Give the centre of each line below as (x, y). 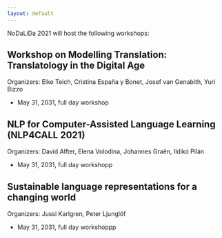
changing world (42, 197)
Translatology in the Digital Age (76, 66)
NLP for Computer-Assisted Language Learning (111, 124)
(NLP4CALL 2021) (46, 135)
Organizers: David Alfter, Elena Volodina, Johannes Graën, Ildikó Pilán (106, 151)
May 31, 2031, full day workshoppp (67, 227)
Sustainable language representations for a (102, 186)
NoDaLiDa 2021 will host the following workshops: (78, 33)
